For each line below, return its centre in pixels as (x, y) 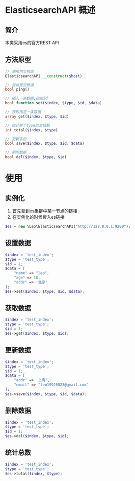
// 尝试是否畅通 (19, 85)
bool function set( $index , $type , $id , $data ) (54, 103)
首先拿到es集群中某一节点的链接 (45, 211)
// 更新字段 (16, 139)
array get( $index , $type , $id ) (37, 117)
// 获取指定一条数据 (23, 112)
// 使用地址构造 (19, 71)
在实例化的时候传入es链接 (38, 217)
